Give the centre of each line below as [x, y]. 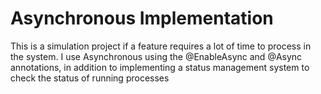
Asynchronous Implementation [142, 18]
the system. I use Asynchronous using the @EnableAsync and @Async [156, 56]
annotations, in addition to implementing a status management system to [160, 67]
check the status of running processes [90, 78]
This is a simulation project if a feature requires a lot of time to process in [161, 46]
